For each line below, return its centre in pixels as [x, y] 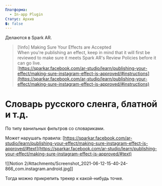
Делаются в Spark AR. [28, 38]
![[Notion [14, 164]
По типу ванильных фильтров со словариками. [55, 128]
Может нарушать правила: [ [35, 138]
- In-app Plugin [26, 14]
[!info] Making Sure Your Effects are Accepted [64, 47]
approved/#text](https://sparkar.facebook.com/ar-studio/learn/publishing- [81, 149]
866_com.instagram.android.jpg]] [39, 169]
